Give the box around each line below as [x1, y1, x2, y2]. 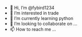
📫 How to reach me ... [9, 26, 56, 32]
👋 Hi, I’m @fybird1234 [9, 5, 55, 10]
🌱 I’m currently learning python [9, 15, 74, 21]
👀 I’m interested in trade [9, 10, 59, 16]
